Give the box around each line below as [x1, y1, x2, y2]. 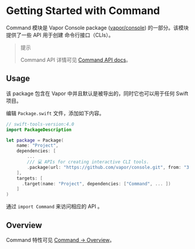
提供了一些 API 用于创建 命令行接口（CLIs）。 [6, 31, 114, 39]
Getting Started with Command [6, 4, 161, 18]
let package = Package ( [6, 137, 64, 143]
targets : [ [16, 175, 43, 181]
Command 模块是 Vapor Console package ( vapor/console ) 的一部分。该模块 [6, 24, 189, 31]
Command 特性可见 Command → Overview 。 [6, 236, 115, 243]
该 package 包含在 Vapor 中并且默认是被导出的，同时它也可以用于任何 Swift [6, 89, 189, 97]
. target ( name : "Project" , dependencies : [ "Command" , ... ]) [21, 181, 171, 186]
